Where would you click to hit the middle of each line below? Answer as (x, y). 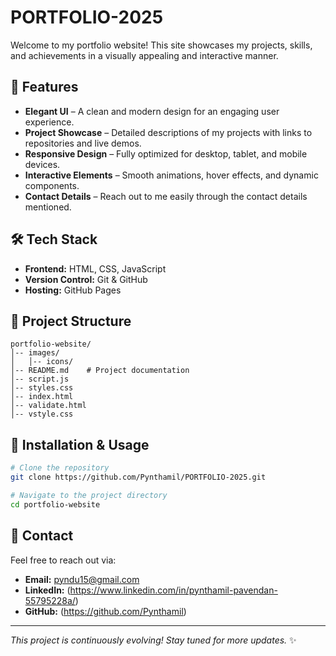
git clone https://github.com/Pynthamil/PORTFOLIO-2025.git (138, 477)
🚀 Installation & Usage (80, 444)
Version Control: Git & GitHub (86, 279)
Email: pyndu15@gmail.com (82, 579)
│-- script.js (40, 379)
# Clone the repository (60, 468)
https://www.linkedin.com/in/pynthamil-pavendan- (173, 590)
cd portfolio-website (55, 504)
